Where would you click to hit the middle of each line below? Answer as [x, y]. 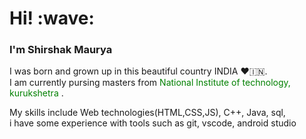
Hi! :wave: [52, 18]
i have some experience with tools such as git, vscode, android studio [153, 123]
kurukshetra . [36, 93]
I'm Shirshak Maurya [61, 50]
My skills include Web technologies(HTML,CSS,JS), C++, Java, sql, [147, 113]
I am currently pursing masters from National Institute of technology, [150, 83]
